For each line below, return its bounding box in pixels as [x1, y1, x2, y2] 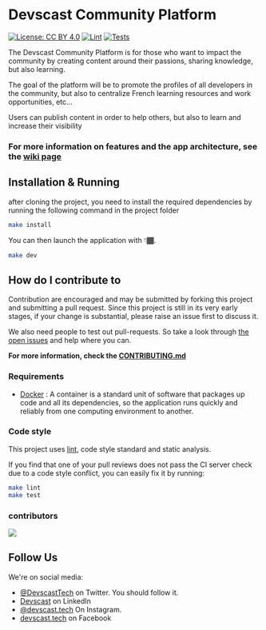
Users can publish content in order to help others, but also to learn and [8, 112, 241, 122]
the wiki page [8, 150, 62, 161]
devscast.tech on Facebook [19, 613, 112, 623]
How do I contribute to [8, 273, 121, 287]
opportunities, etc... [8, 97, 73, 106]
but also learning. [8, 64, 66, 74]
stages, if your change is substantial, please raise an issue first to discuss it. [8, 312, 259, 321]
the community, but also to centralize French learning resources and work [8, 88, 252, 98]
